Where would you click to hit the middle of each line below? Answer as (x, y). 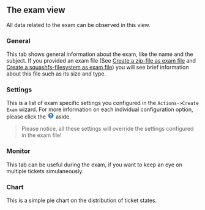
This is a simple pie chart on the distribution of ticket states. (82, 200)
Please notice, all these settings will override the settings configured (107, 129)
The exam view (36, 10)
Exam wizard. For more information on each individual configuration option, (100, 109)
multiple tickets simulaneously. (45, 171)
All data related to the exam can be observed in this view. (79, 25)
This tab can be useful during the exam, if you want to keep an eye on (94, 165)
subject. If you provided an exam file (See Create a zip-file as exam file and (101, 61)
